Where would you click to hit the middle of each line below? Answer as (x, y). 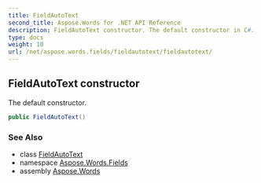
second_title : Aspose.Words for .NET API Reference (94, 23)
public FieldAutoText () (47, 117)
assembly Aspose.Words (60, 170)
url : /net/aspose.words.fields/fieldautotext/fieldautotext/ (110, 52)
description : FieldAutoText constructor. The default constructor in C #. (132, 30)
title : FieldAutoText (44, 15)
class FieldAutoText (51, 154)
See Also (26, 137)
